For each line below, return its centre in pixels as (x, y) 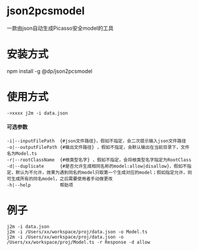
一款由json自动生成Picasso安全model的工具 (60, 28)
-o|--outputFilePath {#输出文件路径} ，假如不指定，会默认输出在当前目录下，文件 (98, 147)
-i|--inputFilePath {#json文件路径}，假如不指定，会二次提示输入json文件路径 (96, 141)
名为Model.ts (22, 154)
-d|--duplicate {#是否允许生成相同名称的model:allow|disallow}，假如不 (97, 166)
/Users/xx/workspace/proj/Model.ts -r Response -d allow (79, 242)
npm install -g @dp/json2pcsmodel (49, 71)
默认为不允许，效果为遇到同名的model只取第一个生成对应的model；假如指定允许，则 (103, 173)
